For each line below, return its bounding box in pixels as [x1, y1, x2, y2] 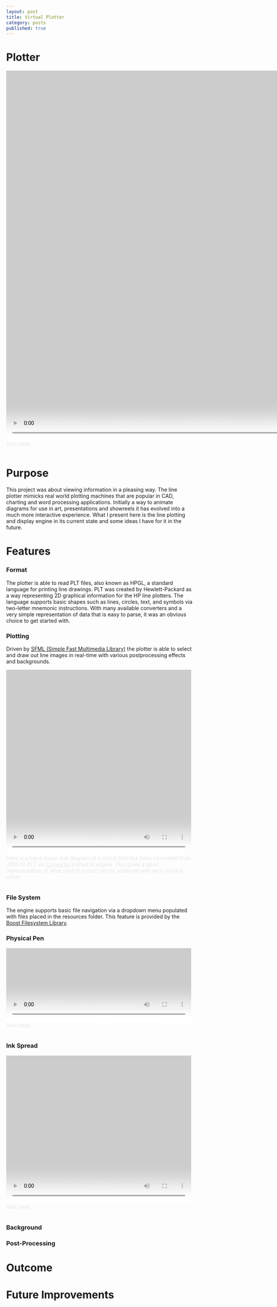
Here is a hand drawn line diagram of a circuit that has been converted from [6, 854, 191, 861]
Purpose [6, 466, 49, 480]
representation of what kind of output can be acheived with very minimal [6, 867, 183, 874]
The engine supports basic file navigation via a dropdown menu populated [6, 907, 188, 914]
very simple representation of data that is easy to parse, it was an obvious [6, 611, 186, 618]
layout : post [6, 8, 38, 15]
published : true [6, 25, 46, 31]
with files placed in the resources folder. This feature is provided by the [6, 913, 180, 920]
